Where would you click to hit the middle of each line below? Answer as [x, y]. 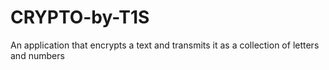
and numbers [37, 55]
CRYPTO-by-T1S [80, 17]
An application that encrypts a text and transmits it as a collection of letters [165, 45]
